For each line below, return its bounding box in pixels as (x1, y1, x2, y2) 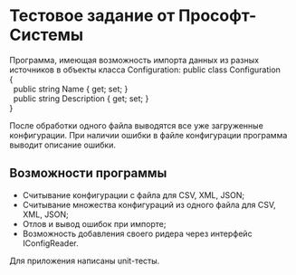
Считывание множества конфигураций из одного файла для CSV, (22, 199, 276, 210)
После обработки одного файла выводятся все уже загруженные (9, 119, 264, 131)
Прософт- (177, 5, 257, 26)
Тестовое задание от (9, 5, 176, 26)
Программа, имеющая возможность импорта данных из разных (9, 54, 260, 65)
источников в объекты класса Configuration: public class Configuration (9, 64, 281, 75)
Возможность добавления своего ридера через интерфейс (22, 228, 253, 239)
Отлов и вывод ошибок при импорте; (22, 218, 167, 229)
